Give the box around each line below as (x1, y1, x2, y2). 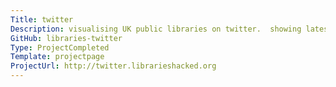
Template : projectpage (10, 52, 105, 62)
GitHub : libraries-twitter (10, 33, 123, 43)
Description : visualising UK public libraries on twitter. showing (10, 24, 302, 34)
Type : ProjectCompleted (10, 42, 110, 53)
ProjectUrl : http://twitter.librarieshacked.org (10, 61, 217, 71)
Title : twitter (10, 14, 74, 25)
